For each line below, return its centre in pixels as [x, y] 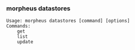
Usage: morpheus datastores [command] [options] [68, 21]
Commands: [19, 26]
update [25, 42]
